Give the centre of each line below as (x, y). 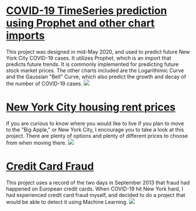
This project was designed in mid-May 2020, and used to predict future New (98, 51)
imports (25, 36)
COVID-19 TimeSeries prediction (87, 11)
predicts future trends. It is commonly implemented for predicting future (92, 64)
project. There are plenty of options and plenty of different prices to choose (97, 136)
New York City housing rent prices (91, 107)
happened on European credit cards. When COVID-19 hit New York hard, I (95, 189)
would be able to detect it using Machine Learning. (67, 202)
